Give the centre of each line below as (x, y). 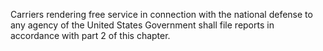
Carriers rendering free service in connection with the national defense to (161, 14)
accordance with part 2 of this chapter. (90, 35)
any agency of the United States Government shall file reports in (142, 25)
